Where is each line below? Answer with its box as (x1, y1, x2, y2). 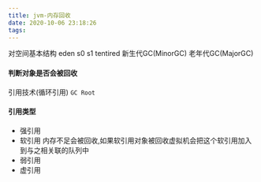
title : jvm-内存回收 (8, 11, 71, 20)
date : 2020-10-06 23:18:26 (8, 19, 97, 27)
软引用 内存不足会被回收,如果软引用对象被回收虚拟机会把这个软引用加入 (19, 136, 252, 145)
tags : (8, 26, 26, 34)
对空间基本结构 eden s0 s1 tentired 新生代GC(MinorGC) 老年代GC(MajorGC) (8, 49, 254, 58)
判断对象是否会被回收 (8, 68, 77, 77)
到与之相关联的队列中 (19, 145, 89, 154)
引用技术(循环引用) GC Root (8, 87, 96, 97)
